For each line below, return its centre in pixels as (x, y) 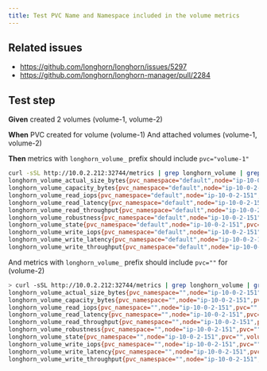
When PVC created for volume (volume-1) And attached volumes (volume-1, (133, 135)
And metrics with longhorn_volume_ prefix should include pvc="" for (118, 262)
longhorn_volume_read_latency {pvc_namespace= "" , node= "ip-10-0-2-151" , (128, 315)
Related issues (45, 48)
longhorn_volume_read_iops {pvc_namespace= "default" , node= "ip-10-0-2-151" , (135, 195)
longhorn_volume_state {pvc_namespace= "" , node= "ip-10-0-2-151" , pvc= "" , (128, 337)
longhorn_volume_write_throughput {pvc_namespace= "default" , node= (118, 247)
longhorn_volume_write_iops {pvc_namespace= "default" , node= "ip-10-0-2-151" (135, 232)
